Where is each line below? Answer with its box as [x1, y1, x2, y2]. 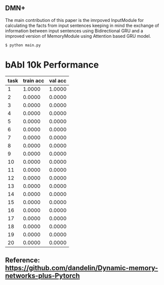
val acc [49, 77, 67, 84]
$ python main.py [5, 42, 41, 48]
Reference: [5, 256, 40, 265]
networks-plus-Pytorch [5, 272, 80, 280]
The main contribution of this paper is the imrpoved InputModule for [5, 17, 144, 23]
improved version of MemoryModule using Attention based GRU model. [5, 33, 151, 39]
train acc [23, 77, 45, 84]
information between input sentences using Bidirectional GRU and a [5, 27, 144, 34]
